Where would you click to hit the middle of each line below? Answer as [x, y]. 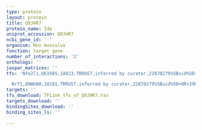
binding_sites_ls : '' [33, 112]
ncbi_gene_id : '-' [29, 40]
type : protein [24, 12]
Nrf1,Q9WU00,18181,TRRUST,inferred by [60, 84]
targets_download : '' [33, 101]
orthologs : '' [24, 62]
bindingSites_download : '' [40, 107]
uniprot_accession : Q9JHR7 [40, 34]
